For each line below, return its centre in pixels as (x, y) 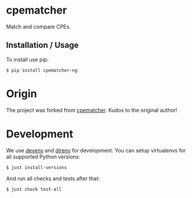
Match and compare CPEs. (39, 27)
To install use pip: (27, 59)
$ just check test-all (34, 189)
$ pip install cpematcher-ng (42, 70)
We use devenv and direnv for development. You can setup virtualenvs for (96, 150)
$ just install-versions (37, 167)
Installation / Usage (42, 45)
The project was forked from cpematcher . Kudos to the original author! (92, 110)
